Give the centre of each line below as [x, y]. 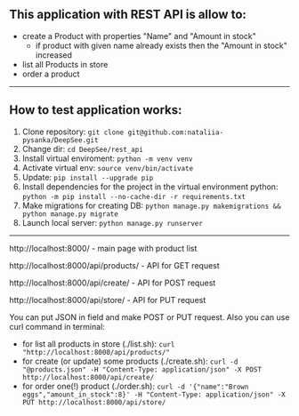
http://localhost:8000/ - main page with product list [103, 248]
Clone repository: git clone [73, 132]
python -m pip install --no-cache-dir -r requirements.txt [134, 196]
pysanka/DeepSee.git [60, 140]
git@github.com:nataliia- [176, 132]
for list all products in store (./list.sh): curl [98, 344]
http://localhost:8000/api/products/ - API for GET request [114, 265]
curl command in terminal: [57, 326]
